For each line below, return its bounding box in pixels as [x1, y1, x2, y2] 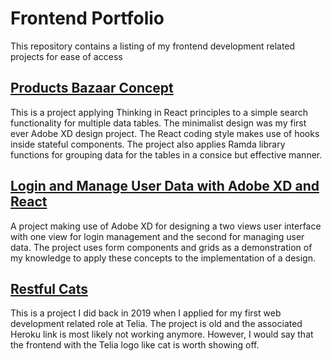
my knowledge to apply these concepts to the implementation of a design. [10, 252, 316, 264]
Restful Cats [10, 280, 88, 297]
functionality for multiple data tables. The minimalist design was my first [10, 117, 307, 129]
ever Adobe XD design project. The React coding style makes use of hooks [10, 127, 320, 139]
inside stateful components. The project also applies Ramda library [10, 138, 286, 150]
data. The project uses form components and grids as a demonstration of [10, 241, 313, 253]
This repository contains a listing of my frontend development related [10, 40, 296, 52]
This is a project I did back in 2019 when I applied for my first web [10, 307, 282, 319]
